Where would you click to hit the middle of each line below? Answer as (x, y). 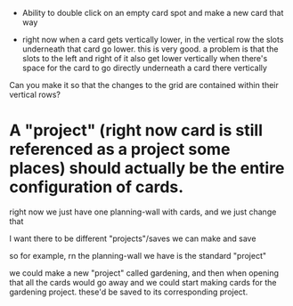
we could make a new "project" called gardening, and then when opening (144, 273)
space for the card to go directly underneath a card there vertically (144, 68)
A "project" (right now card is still (136, 130)
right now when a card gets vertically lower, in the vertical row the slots (153, 40)
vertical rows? (35, 94)
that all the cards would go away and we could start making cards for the (143, 282)
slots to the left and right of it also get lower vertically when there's (145, 58)
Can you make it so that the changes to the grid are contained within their (144, 85)
